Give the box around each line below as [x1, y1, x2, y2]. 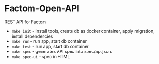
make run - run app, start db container [11, 38, 87, 44]
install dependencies [11, 33, 53, 39]
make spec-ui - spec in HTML [11, 53, 70, 59]
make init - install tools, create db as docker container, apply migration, [11, 28, 155, 34]
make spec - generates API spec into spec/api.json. [11, 49, 113, 54]
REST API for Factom [4, 19, 46, 25]
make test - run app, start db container [11, 43, 89, 49]
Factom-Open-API [4, 3, 79, 14]
